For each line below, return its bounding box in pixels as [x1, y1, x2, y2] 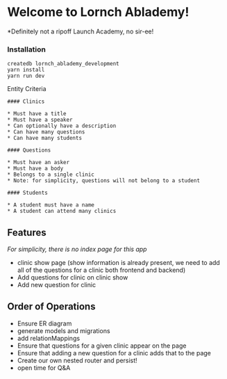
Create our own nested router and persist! [17, 356, 137, 364]
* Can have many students [7, 135, 82, 142]
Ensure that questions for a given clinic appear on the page [17, 341, 187, 350]
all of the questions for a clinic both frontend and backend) [17, 266, 186, 275]
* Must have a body [7, 165, 64, 172]
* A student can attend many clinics [7, 208, 117, 215]
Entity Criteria [7, 85, 47, 93]
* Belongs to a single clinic [7, 171, 95, 178]
